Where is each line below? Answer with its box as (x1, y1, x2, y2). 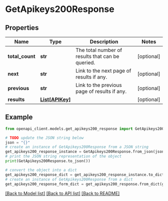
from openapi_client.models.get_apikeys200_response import (5, 126, 133, 131)
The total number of (75, 46, 122, 53)
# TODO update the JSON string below (5, 135, 84, 140)
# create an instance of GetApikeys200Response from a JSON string (5, 144, 149, 149)
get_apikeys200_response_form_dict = (5, 181, 84, 186)
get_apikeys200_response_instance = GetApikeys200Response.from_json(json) (5, 149, 166, 154)
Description (89, 38, 118, 45)
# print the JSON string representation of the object (5, 154, 122, 159)
